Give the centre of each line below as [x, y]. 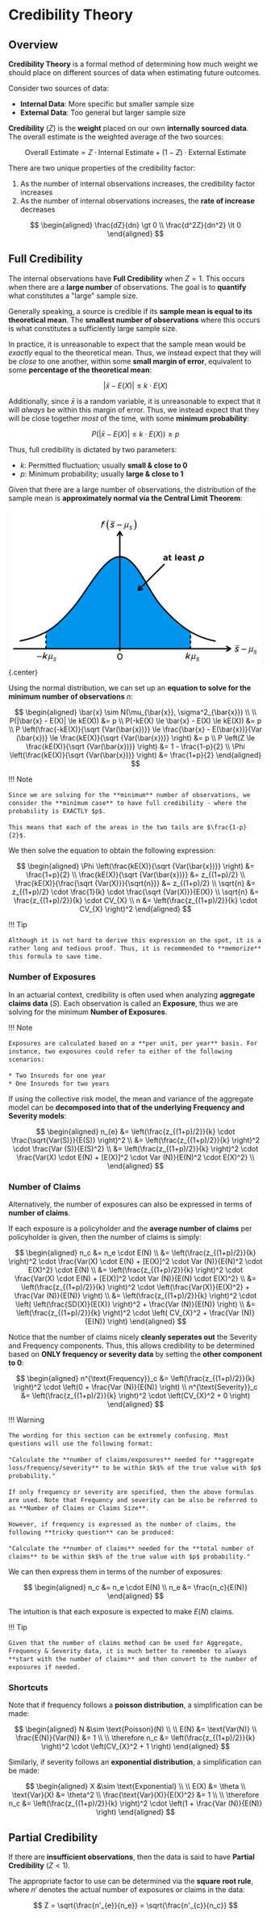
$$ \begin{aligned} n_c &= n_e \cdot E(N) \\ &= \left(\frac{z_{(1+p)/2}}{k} [135, 1253]
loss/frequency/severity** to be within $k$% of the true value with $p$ [135, 1467]
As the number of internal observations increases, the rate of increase [138, 201]
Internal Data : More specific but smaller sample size [107, 104]
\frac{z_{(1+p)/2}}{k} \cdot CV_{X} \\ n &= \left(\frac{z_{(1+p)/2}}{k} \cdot [135, 900]
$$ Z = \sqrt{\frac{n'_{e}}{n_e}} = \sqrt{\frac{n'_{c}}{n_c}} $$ [135, 1905]
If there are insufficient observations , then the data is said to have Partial [132, 1857]
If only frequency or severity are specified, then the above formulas [131, 1492]
